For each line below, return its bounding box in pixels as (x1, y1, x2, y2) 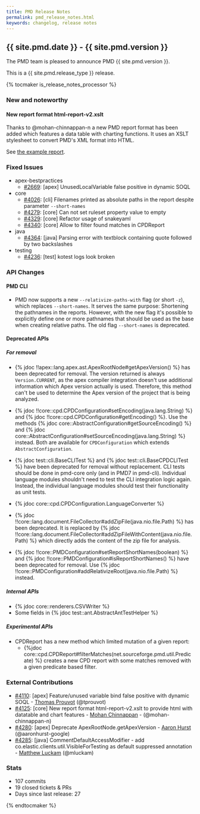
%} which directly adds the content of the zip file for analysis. (29, 537, 180, 544)
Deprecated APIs (6, 335, 49, 342)
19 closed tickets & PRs (14, 784, 72, 791)
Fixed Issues (6, 163, 43, 172)
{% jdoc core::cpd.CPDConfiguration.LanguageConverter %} (14, 500, 165, 507)
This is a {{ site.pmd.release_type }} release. (6, 69, 115, 76)
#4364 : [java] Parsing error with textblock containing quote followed (23, 234, 192, 241)
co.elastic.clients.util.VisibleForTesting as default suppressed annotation (14, 742, 192, 750)
